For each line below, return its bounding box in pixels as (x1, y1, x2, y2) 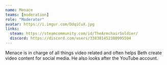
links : (5, 26, 19, 31)
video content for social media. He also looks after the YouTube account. (5, 55, 158, 61)
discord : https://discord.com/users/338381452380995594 (10, 36, 131, 41)
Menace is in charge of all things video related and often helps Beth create (5, 49, 162, 56)
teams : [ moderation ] (5, 12, 50, 17)
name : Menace (5, 7, 33, 13)
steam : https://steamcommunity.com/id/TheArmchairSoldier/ (10, 31, 138, 36)
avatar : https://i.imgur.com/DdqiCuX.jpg (5, 21, 95, 27)
